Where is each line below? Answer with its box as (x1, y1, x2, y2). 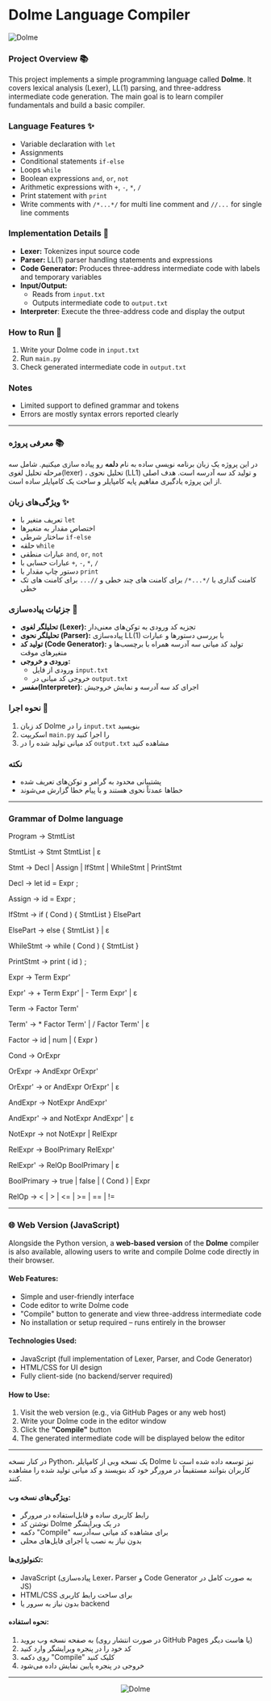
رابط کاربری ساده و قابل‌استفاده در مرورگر (19, 1510, 149, 1520)
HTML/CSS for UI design (19, 1362, 102, 1372)
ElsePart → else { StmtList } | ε (8, 925, 110, 935)
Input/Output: (19, 281, 68, 290)
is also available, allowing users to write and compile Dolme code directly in (8, 1246, 260, 1256)
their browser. (8, 1255, 55, 1265)
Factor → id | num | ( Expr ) (8, 1035, 98, 1045)
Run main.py (19, 353, 61, 363)
